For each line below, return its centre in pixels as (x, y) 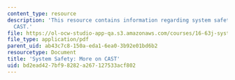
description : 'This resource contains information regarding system (109, 20)
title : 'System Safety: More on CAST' (64, 59)
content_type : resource (42, 14)
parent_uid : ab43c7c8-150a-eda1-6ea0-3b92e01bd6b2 (83, 46)
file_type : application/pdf (48, 40)
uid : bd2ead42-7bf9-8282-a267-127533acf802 (72, 65)
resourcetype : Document (42, 53)
